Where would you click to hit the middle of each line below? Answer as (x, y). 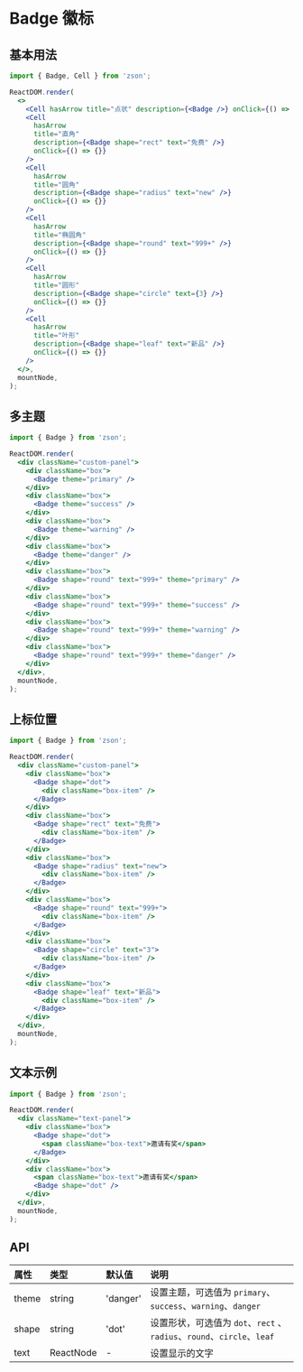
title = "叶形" (56, 336)
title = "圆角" (56, 185)
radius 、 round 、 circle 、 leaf (212, 1336)
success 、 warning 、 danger (206, 1305)
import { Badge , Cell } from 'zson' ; (80, 76)
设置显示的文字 (182, 1353)
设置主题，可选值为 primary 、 (213, 1292)
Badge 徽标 (52, 19)
